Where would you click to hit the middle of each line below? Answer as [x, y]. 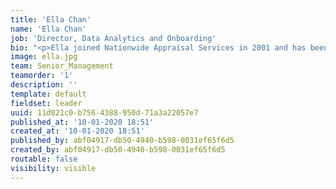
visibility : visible [53, 168]
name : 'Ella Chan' [48, 29]
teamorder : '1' [42, 76]
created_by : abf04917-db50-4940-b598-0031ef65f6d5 [118, 150]
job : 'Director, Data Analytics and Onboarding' [113, 38]
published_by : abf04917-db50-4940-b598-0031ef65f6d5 [122, 141]
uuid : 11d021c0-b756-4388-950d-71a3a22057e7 [104, 112]
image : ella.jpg [44, 57]
